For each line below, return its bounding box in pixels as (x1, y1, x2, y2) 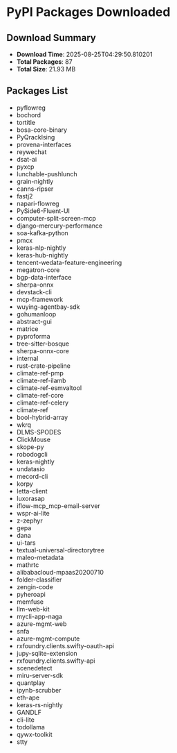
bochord (16, 110, 41, 119)
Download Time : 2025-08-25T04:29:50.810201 (16, 50, 153, 58)
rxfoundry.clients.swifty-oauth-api (16, 641, 115, 650)
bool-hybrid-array (16, 413, 68, 421)
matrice (16, 324, 39, 333)
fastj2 (16, 192, 33, 200)
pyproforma (16, 332, 50, 340)
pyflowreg (16, 103, 46, 112)
